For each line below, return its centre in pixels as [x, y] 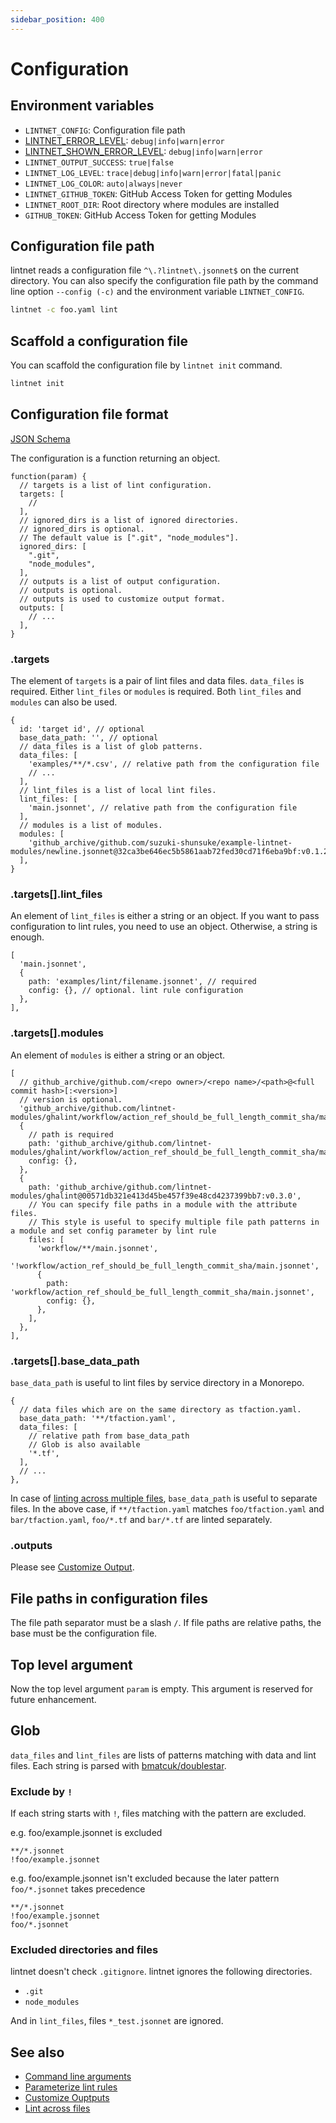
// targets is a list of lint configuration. [116, 485]
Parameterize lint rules [71, 2087]
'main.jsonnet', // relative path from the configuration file [163, 808]
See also [37, 2052]
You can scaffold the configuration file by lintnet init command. [146, 365]
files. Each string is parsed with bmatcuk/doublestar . [118, 1765]
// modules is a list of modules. [91, 826]
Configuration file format [89, 414]
